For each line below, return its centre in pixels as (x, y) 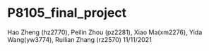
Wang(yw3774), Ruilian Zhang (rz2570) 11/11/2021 (79, 39)
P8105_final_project (67, 13)
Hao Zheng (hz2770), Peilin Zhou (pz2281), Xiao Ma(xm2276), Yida (105, 32)
